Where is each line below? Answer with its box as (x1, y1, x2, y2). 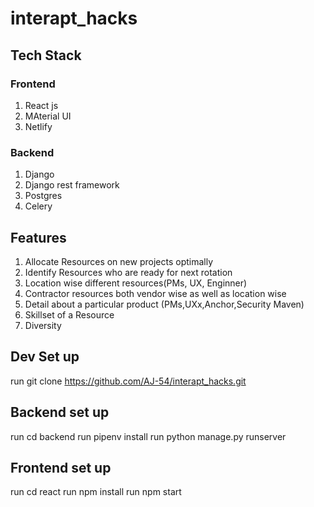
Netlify (24, 120, 53, 132)
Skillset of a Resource (24, 308, 115, 321)
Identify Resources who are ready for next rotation (24, 266, 233, 278)
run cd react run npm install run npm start (10, 486, 182, 498)
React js (24, 99, 59, 111)
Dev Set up (10, 348, 80, 366)
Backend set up (10, 404, 110, 421)
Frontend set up (10, 460, 112, 476)
